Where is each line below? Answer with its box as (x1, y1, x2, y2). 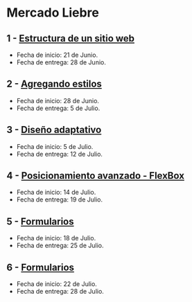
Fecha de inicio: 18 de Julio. (16, 234, 96, 242)
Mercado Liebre (6, 5, 100, 21)
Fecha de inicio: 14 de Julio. (16, 188, 96, 197)
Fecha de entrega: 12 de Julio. (16, 150, 103, 158)
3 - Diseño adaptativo (6, 124, 102, 136)
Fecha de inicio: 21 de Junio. (16, 51, 98, 59)
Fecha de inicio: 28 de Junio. (16, 96, 100, 105)
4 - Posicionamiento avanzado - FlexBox (6, 170, 185, 181)
